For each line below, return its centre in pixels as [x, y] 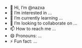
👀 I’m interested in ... [31, 13]
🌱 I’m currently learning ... [36, 18]
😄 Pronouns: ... [26, 36]
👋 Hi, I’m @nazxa [27, 8]
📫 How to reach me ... [33, 29]
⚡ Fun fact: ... [23, 41]
